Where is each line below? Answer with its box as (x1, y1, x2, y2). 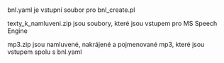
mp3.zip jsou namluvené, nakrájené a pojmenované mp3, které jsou (7, 41, 205, 49)
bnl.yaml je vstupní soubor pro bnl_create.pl (7, 6, 135, 14)
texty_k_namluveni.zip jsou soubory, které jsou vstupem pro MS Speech (7, 20, 218, 28)
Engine (7, 27, 28, 35)
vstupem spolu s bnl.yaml (7, 48, 82, 56)
